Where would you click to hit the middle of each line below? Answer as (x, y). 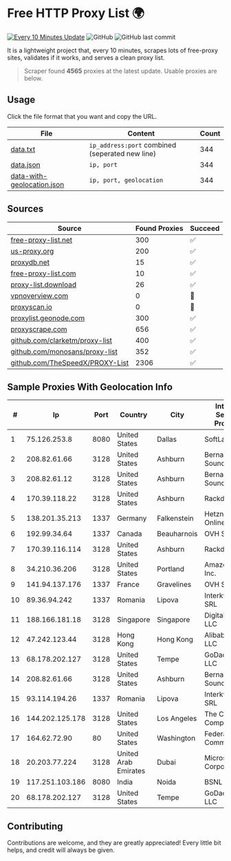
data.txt (23, 149)
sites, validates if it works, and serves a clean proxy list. (86, 57)
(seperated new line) (123, 153)
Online (215, 523)
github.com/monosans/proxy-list (64, 351)
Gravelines (174, 585)
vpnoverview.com (40, 295)
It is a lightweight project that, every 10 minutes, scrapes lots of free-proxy (113, 50)
